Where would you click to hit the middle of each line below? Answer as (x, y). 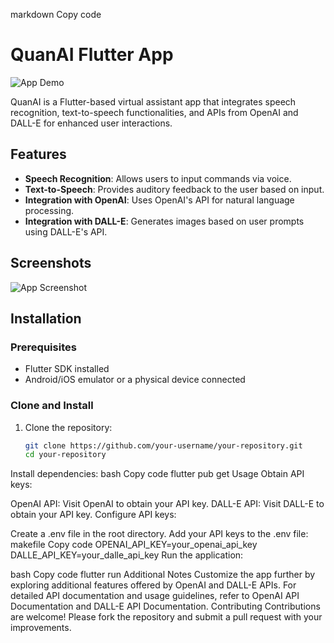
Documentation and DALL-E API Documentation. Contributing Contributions (165, 606)
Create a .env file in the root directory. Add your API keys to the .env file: (159, 534)
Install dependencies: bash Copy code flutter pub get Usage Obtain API (157, 474)
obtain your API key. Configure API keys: (93, 515)
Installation (46, 318)
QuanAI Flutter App (92, 55)
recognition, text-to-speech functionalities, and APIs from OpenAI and (154, 112)
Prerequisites (43, 347)
